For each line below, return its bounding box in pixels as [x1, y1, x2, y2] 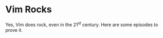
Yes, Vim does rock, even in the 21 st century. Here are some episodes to [5, 21, 158, 28]
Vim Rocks [5, 4, 52, 15]
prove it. [5, 27, 23, 33]
